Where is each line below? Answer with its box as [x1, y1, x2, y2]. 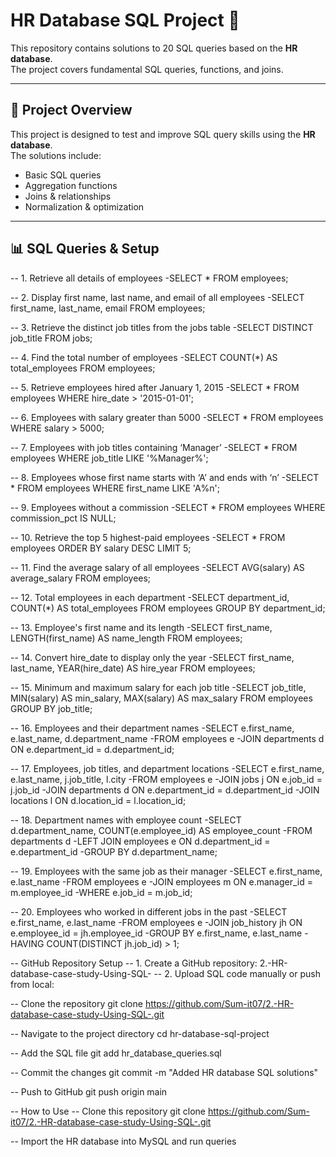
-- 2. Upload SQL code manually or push [153, 967, 321, 979]
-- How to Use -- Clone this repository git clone [10, 1105, 207, 1117]
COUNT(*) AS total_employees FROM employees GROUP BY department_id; [10, 602, 326, 614]
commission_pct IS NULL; [10, 512, 117, 524]
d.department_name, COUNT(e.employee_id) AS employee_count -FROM [10, 824, 313, 836]
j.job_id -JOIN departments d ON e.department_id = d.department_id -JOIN [10, 784, 320, 796]
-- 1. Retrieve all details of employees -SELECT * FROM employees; [10, 272, 289, 284]
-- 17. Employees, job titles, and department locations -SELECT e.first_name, [10, 762, 325, 774]
